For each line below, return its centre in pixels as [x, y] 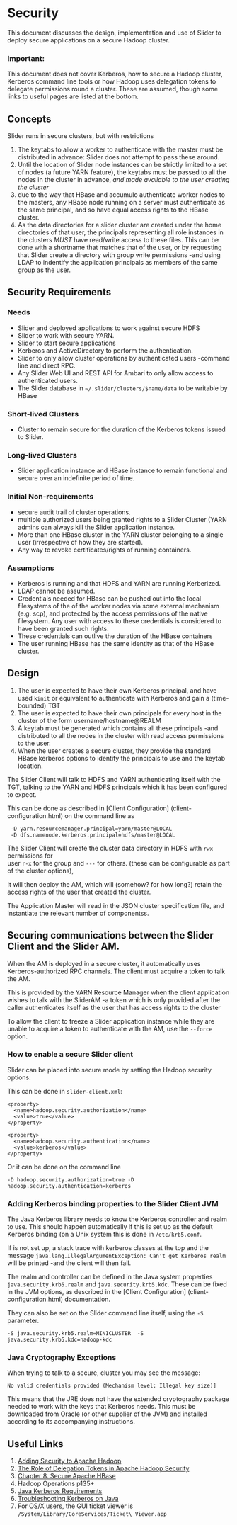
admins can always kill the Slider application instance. [96, 527]
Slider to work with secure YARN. [66, 335]
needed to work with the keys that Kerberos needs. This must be [102, 1407]
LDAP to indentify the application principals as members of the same [117, 263]
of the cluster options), [41, 871]
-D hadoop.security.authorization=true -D [71, 1180]
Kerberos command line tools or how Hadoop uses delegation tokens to [112, 81]
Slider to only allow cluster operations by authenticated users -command [123, 358]
